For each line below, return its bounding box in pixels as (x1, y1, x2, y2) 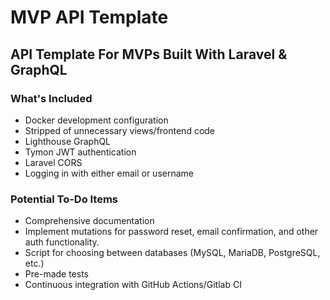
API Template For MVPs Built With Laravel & (10, 46, 288, 63)
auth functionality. (24, 236, 100, 248)
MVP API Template (10, 6, 169, 29)
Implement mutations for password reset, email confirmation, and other (24, 226, 319, 238)
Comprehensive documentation (24, 215, 155, 227)
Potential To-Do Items (10, 192, 119, 206)
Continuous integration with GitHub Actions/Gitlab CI (24, 279, 242, 291)
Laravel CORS (24, 156, 83, 168)
